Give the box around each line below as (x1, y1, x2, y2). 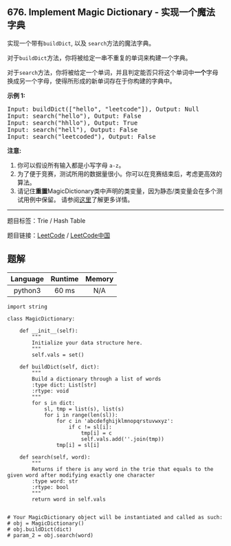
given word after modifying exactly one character (7, 472, 155, 479)
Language (10, 274, 45, 283)
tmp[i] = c (80, 429, 112, 437)
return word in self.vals (32, 496, 107, 503)
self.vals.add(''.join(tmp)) (80, 435, 165, 442)
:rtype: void (32, 387, 69, 394)
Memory (85, 274, 114, 283)
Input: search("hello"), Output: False (7, 112, 142, 120)
